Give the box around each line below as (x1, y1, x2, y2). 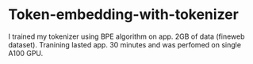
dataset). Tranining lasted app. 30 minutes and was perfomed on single (8, 40, 242, 49)
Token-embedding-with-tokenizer (8, 6, 240, 24)
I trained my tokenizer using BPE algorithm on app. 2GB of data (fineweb (8, 32, 245, 41)
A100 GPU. (8, 48, 44, 58)
